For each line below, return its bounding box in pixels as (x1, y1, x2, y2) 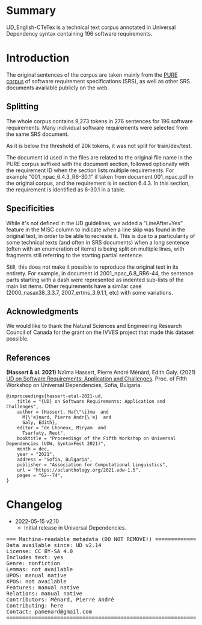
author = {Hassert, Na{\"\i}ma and (17, 409, 109, 415)
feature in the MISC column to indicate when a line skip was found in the (6, 226, 186, 233)
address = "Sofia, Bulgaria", (17, 457, 93, 463)
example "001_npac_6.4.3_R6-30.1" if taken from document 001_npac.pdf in (6, 173, 194, 180)
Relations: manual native (6, 590, 83, 597)
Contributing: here (6, 602, 64, 609)
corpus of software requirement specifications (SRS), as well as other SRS (6, 77, 191, 85)
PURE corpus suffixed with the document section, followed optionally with (6, 160, 189, 167)
